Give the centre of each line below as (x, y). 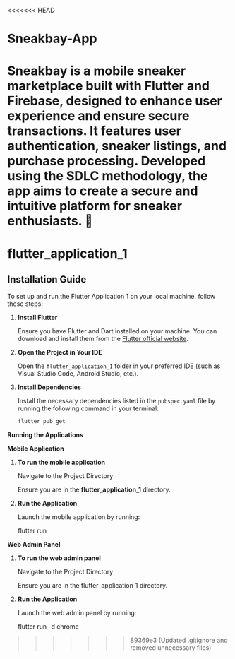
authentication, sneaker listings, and (117, 146)
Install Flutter (37, 318)
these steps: (25, 304)
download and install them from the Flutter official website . (103, 339)
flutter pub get (41, 422)
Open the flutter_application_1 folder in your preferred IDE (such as (119, 366)
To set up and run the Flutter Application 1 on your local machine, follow (112, 297)
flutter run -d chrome (48, 627)
